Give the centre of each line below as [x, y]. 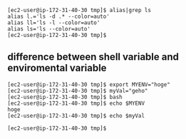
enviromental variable [57, 68]
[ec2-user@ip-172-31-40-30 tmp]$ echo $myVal [76, 115]
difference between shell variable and [93, 57]
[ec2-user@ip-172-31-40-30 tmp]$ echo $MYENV [76, 103]
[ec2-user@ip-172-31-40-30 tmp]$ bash [65, 97]
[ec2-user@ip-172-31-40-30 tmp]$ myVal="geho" [78, 91]
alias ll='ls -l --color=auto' [54, 23]
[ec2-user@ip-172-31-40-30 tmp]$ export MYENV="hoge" [89, 84]
